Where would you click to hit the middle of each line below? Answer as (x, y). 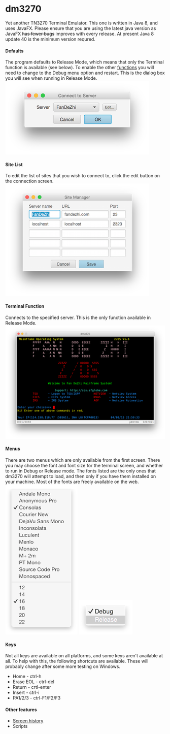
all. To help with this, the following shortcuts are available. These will (77, 661)
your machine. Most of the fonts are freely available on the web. (72, 482)
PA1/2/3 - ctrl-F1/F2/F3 (37, 698)
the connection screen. (29, 181)
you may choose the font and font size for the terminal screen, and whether (84, 466)
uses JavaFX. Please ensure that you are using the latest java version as (81, 28)
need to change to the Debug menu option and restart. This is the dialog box (85, 73)
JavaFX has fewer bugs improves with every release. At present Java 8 (79, 34)
